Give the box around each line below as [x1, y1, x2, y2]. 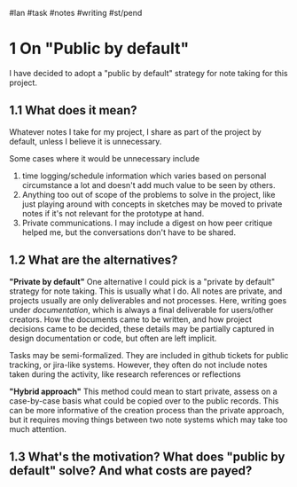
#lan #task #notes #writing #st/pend [9, 8, 143, 18]
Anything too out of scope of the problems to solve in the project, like [21, 189, 276, 200]
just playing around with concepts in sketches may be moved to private [21, 199, 283, 209]
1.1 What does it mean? [9, 103, 137, 118]
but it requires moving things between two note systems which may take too [9, 414, 288, 425]
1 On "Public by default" [9, 39, 190, 59]
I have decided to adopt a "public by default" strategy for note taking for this [9, 67, 288, 78]
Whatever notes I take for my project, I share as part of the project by [9, 126, 262, 137]
